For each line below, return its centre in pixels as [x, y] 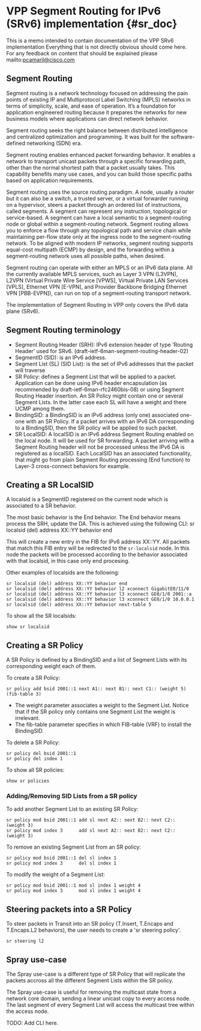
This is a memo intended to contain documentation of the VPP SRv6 [90, 40]
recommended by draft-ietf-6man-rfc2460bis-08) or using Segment [99, 389]
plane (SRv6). [23, 311]
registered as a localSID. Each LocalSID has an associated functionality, [103, 453]
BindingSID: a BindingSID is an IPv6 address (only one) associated [97, 415]
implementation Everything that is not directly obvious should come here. [97, 47]
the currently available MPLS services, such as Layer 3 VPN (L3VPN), [92, 274]
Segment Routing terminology [64, 330]
